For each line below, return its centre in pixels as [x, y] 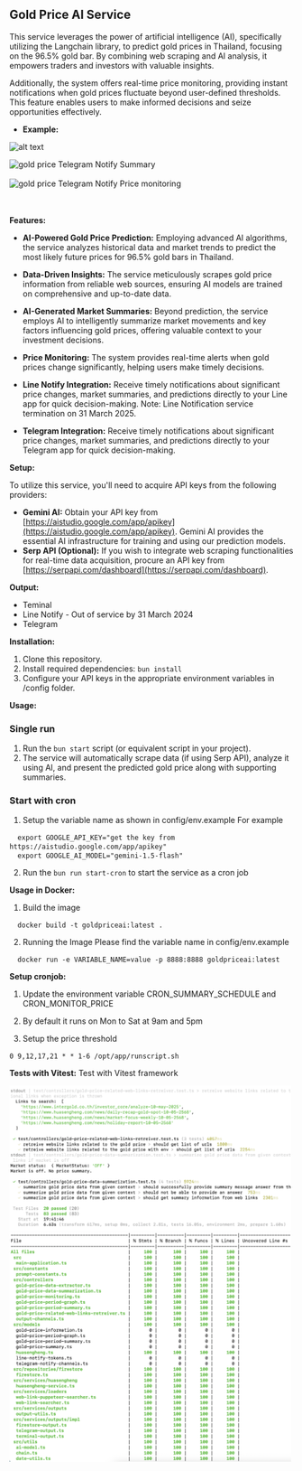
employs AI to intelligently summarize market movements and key [144, 321]
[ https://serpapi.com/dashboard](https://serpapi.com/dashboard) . [145, 569]
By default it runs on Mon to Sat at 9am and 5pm [112, 1021]
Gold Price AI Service [70, 15]
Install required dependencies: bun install [102, 669]
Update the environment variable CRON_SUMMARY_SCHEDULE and [149, 994]
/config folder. [49, 688]
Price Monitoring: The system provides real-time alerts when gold [146, 357]
